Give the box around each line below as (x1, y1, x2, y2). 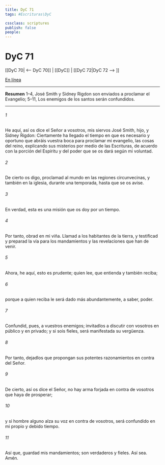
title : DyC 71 (5, 7, 34, 12)
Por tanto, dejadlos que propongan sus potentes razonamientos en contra (5, 355, 155, 361)
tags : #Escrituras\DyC (5, 12, 52, 17)
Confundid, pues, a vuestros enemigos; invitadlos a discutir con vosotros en (5, 323, 159, 329)
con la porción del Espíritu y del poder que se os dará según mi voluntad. (5, 148, 153, 154)
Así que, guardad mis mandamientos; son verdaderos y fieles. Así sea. (5, 450, 147, 456)
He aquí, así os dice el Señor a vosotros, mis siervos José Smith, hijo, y (5, 127, 149, 133)
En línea (5, 77, 21, 83)
